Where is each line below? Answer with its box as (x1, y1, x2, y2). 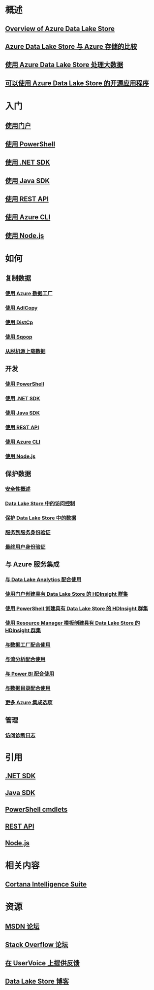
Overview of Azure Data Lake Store (5, 24, 115, 33)
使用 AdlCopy (5, 305, 38, 311)
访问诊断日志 (5, 732, 36, 739)
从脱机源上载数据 (5, 348, 46, 355)
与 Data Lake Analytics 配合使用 (5, 576, 82, 583)
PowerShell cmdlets (5, 805, 68, 814)
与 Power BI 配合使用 (5, 670, 55, 677)
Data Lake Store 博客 (5, 977, 69, 986)
